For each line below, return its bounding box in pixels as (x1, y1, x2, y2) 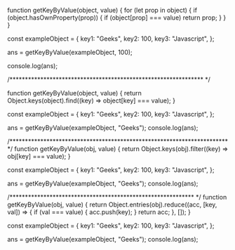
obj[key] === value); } (7, 152, 71, 160)
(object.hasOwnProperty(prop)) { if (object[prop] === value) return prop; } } (7, 13, 227, 22)
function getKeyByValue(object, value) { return (7, 89, 142, 97)
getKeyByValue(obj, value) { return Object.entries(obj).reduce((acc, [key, (7, 200, 217, 209)
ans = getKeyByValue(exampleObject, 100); (7, 48, 133, 56)
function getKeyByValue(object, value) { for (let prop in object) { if (7, 6, 198, 14)
